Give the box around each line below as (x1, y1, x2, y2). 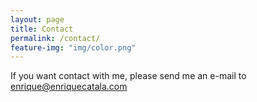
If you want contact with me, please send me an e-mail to (10, 70, 247, 82)
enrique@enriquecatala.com (10, 81, 128, 93)
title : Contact (10, 24, 74, 34)
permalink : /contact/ (10, 33, 101, 43)
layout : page (10, 14, 65, 25)
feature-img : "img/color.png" (10, 42, 137, 53)
